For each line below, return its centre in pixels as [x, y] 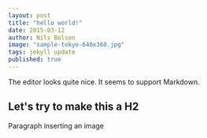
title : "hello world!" [45, 23]
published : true [35, 60]
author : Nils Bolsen [42, 37]
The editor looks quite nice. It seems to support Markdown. [104, 82]
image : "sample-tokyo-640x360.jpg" [67, 45]
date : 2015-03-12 [37, 30]
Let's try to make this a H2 [74, 107]
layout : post [30, 15]
